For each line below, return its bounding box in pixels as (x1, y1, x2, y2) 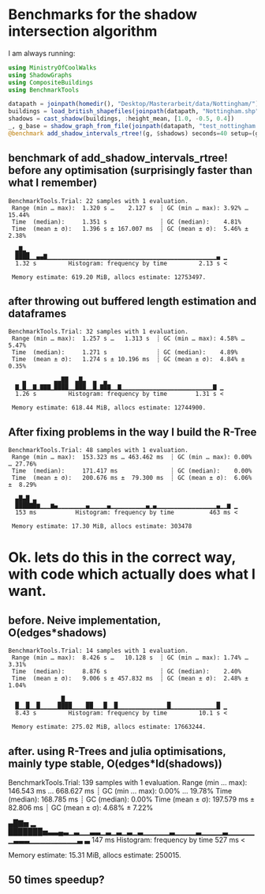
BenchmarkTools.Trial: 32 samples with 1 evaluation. (8, 328, 189, 336)
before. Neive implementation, (8, 613, 162, 627)
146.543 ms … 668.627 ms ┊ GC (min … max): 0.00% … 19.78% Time (8, 786, 233, 796)
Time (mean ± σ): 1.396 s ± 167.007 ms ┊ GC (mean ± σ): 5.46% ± (11, 224, 248, 232)
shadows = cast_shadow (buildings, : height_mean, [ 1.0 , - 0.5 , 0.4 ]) (8, 115, 235, 123)
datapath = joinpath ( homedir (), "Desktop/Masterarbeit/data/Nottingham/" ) (8, 100, 259, 108)
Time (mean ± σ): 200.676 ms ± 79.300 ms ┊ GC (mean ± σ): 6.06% (11, 474, 252, 482)
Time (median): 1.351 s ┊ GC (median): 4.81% (11, 217, 242, 226)
